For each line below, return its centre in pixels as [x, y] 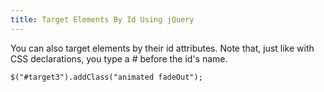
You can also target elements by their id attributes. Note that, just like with [162, 48]
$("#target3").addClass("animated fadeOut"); [106, 77]
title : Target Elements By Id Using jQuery [102, 19]
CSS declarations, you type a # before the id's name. [119, 58]
